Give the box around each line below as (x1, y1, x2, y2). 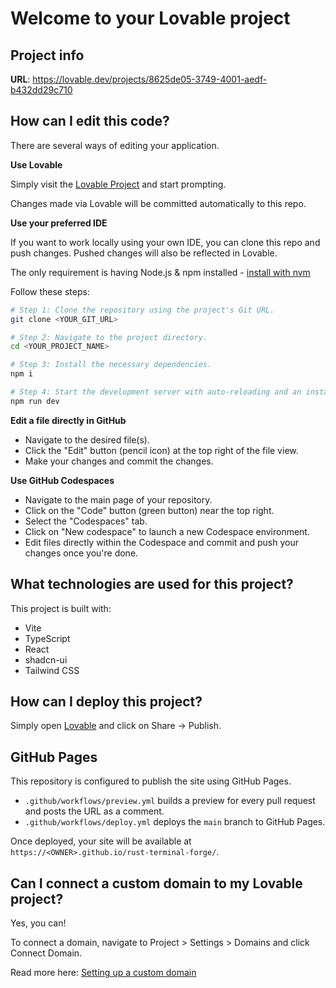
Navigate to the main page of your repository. (24, 493, 213, 506)
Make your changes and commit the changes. (24, 455, 214, 467)
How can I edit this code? (10, 113, 170, 130)
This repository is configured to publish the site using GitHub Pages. (10, 775, 292, 787)
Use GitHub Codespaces (10, 474, 115, 486)
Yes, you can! (10, 917, 67, 929)
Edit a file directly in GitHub (10, 414, 127, 426)
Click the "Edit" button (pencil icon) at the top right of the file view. (24, 444, 299, 456)
